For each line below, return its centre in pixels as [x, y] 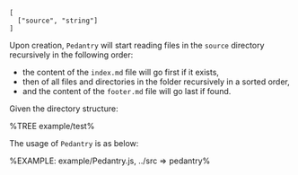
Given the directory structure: [64, 109]
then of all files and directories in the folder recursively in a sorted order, [156, 82]
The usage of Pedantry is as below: [74, 143]
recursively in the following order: [71, 55]
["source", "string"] [58, 21]
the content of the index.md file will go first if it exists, [121, 72]
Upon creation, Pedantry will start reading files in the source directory [137, 45]
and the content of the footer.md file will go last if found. [127, 91]
